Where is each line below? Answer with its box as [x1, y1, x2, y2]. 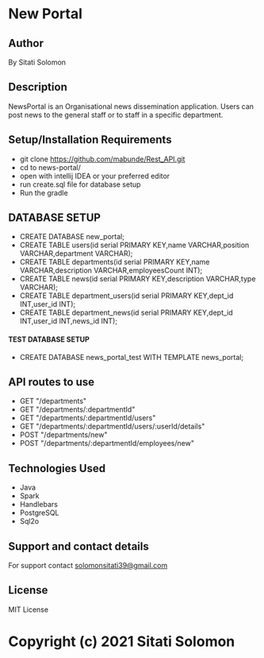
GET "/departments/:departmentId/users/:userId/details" [19, 422, 205, 432]
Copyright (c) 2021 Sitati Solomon [8, 633, 235, 651]
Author [8, 37, 44, 50]
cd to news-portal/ [19, 162, 81, 172]
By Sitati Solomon [8, 57, 66, 67]
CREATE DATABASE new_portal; [19, 232, 125, 242]
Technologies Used [8, 462, 105, 475]
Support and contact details [8, 540, 149, 553]
